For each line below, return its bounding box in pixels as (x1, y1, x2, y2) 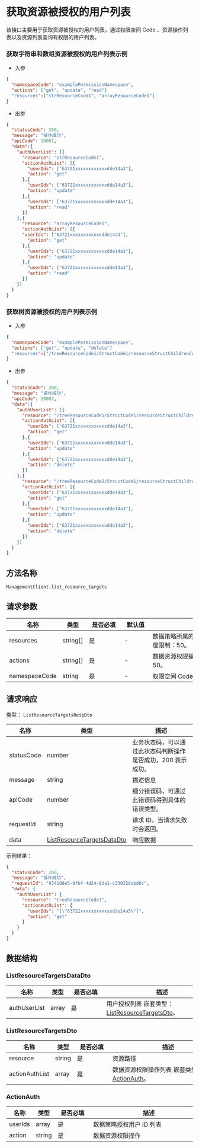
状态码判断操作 (144, 747, 186, 755)
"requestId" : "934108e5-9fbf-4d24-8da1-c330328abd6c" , (11, 881, 150, 887)
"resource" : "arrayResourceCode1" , (21, 220, 110, 227)
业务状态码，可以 (132, 738, 180, 746)
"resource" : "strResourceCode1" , (21, 155, 105, 161)
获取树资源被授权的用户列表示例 (6, 308, 98, 316)
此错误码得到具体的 (132, 795, 186, 804)
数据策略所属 (152, 632, 188, 640)
